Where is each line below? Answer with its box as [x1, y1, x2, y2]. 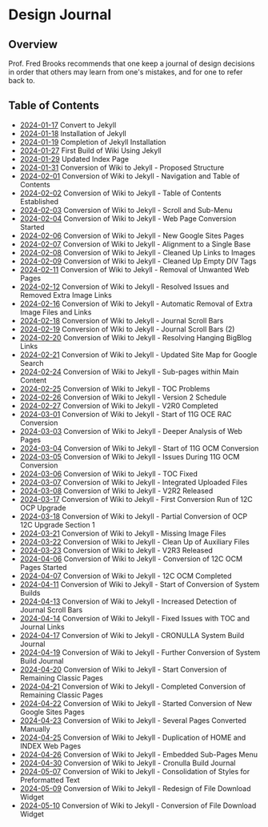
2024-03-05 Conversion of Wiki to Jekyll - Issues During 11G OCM [19, 452, 240, 461]
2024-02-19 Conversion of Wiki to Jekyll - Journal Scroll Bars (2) [19, 324, 235, 334]
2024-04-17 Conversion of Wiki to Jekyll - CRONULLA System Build [19, 630, 245, 640]
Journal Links [19, 622, 66, 632]
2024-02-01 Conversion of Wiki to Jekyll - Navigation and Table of [19, 171, 240, 181]
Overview [8, 38, 58, 51]
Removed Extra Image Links [19, 290, 112, 299]
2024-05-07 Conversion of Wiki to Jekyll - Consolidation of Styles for [19, 766, 250, 776]
